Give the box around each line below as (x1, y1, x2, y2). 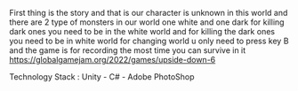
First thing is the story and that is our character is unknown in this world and (9, 8, 288, 18)
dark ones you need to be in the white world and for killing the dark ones (9, 27, 276, 36)
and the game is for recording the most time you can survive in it (9, 45, 246, 56)
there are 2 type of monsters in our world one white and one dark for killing (9, 17, 285, 27)
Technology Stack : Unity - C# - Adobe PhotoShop (9, 72, 195, 82)
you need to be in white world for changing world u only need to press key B (9, 35, 289, 46)
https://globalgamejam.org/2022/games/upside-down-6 (9, 55, 216, 64)
